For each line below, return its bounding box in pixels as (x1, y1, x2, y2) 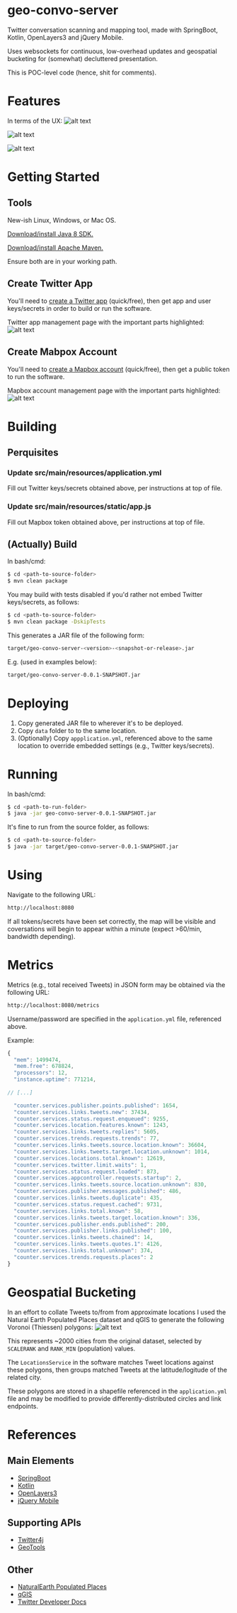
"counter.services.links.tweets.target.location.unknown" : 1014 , (13, 1148, 211, 1155)
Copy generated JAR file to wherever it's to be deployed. (17, 719, 184, 727)
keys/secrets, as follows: (7, 598, 80, 607)
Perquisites (7, 446, 59, 459)
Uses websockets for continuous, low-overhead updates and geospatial (7, 47, 217, 55)
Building (7, 418, 57, 434)
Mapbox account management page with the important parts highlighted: (7, 386, 221, 395)
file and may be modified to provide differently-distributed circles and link (7, 1394, 221, 1403)
